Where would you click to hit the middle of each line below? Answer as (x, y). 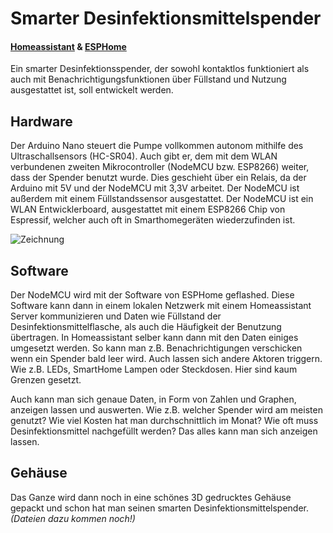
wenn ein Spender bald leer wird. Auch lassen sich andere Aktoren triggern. (166, 359)
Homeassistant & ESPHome (68, 46)
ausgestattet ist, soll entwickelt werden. (92, 90)
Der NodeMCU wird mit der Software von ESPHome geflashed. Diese (152, 295)
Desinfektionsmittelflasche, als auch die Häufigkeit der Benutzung (146, 327)
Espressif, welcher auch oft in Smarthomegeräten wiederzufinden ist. (153, 220)
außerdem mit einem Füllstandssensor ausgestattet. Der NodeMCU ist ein (162, 199)
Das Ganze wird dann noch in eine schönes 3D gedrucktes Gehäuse (151, 497)
